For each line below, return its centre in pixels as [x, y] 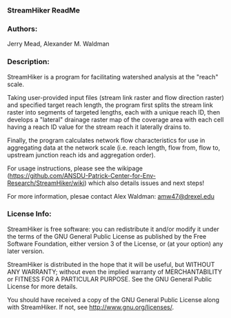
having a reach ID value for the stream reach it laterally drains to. [99, 127]
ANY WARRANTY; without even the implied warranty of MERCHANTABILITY [115, 272]
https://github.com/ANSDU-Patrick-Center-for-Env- [83, 175]
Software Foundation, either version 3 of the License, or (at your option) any [115, 244]
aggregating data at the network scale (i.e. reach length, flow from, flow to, [114, 148]
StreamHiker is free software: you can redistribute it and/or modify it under [113, 229]
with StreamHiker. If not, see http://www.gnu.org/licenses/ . [91, 307]
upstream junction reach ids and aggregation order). [81, 155]
